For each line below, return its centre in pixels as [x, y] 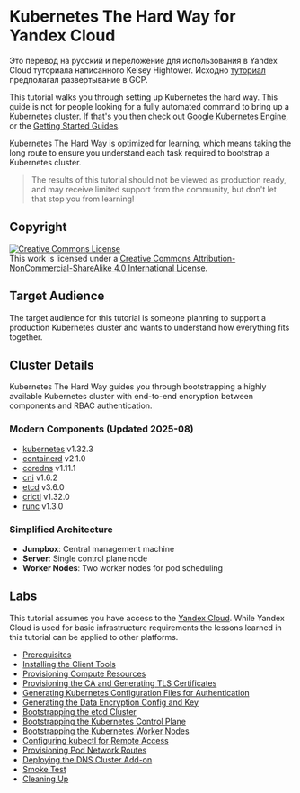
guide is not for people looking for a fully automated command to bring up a [150, 106]
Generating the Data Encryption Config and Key [110, 702]
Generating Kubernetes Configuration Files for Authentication [136, 692]
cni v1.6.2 [40, 477]
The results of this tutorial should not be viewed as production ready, [159, 179]
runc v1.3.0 [43, 506]
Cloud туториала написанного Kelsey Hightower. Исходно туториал [138, 70]
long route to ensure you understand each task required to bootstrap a [140, 152]
